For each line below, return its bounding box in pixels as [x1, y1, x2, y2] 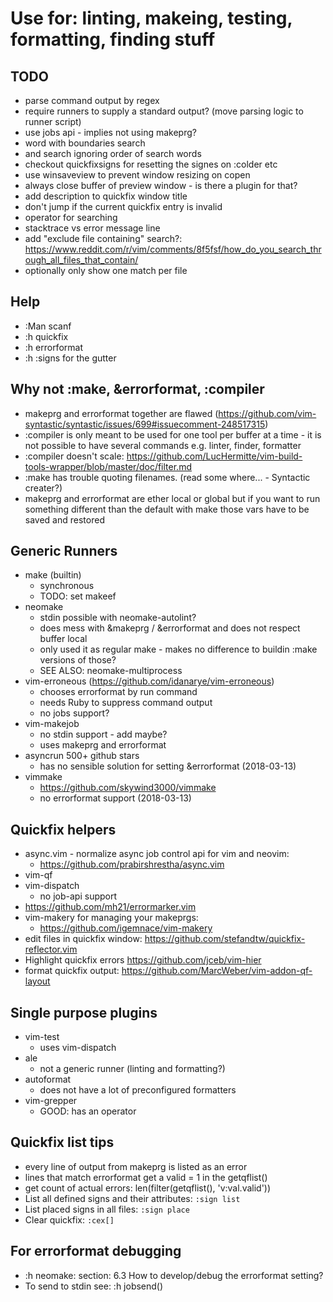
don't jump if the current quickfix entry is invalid [24, 201, 223, 212]
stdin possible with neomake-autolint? [39, 612, 197, 624]
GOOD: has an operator [39, 1105, 137, 1117]
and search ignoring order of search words [24, 148, 202, 159]
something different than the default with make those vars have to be [24, 503, 310, 515]
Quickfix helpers [10, 821, 117, 838]
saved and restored [24, 513, 105, 526]
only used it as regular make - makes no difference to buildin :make [39, 643, 318, 656]
